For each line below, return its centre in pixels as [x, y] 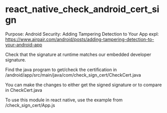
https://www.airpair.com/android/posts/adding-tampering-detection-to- [80, 39]
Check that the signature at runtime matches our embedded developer [78, 54]
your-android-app [24, 44]
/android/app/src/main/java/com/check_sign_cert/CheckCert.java [73, 75]
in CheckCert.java [24, 90]
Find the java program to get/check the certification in [61, 70]
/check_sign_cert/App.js [30, 105]
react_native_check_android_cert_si [82, 9]
